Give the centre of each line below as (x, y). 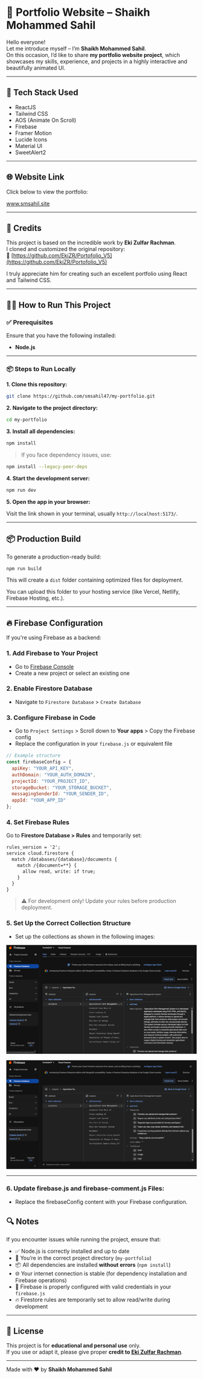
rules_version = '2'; (34, 847)
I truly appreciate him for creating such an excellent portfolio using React (97, 274)
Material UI (29, 146)
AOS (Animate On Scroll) (46, 120)
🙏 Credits (24, 228)
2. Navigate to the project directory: (52, 408)
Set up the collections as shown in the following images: (85, 936)
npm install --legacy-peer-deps (47, 466)
